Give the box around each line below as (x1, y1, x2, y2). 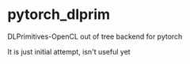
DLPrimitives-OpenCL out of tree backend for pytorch (7, 32, 183, 41)
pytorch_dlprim (7, 6, 111, 24)
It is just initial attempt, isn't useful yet (7, 47, 131, 56)
